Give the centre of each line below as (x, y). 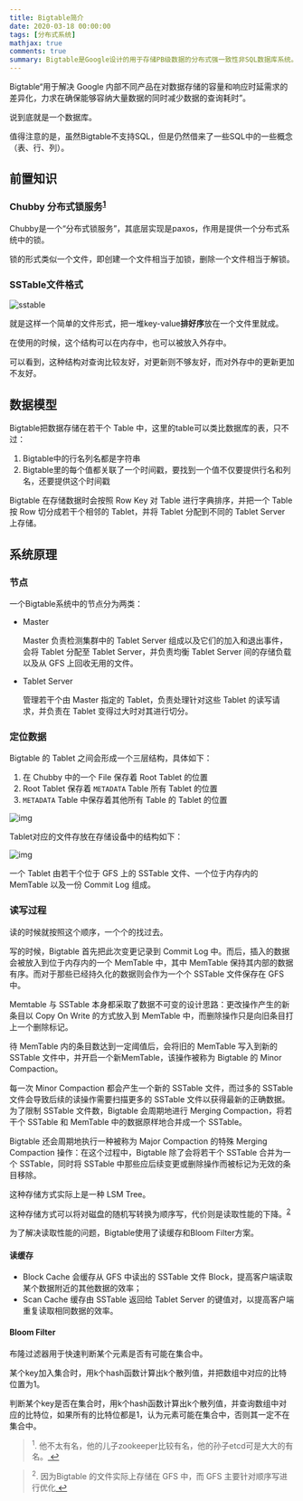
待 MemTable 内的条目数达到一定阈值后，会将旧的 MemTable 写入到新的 (143, 1046)
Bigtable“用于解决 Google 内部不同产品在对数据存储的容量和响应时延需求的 (149, 86)
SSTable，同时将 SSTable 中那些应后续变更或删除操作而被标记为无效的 (151, 1164)
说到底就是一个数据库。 (53, 117)
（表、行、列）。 (39, 147)
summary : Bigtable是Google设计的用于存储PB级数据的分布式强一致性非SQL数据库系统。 (154, 60)
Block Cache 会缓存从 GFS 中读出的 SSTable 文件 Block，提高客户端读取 (157, 1277)
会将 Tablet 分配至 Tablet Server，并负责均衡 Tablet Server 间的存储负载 (157, 651)
